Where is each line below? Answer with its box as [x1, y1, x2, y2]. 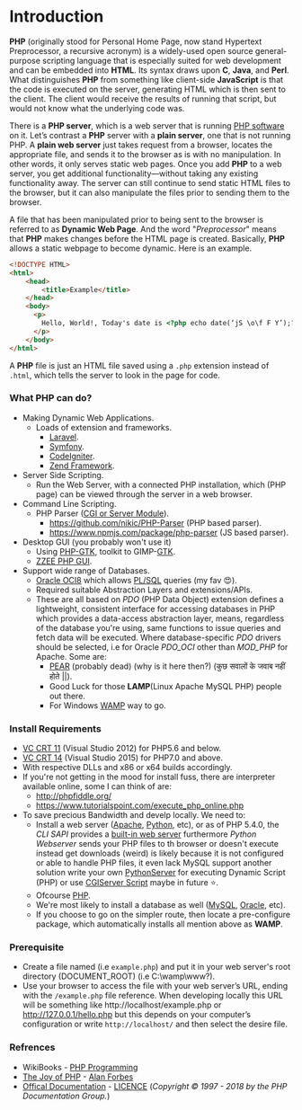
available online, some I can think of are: [22, 781, 173, 792]
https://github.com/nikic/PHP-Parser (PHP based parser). [49, 517, 262, 528]
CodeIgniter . [49, 450, 95, 461]
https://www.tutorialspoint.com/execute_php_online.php [35, 800, 244, 811]
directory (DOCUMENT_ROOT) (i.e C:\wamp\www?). [22, 971, 216, 981]
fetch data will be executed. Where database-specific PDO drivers [35, 632, 281, 643]
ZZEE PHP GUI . [35, 555, 93, 566]
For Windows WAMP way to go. [49, 699, 166, 711]
